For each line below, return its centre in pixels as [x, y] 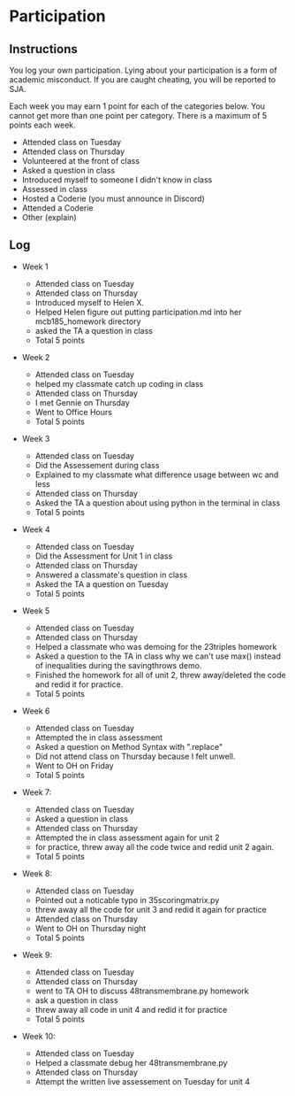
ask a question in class [76, 1000]
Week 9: [37, 954]
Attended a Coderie [57, 208]
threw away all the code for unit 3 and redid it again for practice [151, 909]
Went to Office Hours [74, 412]
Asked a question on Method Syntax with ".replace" [129, 746]
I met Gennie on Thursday [82, 402]
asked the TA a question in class [94, 330]
